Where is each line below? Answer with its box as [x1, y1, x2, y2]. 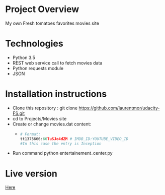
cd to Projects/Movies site [12, 115, 67, 121]
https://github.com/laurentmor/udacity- [78, 105, 160, 111]
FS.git [12, 110, 25, 116]
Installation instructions [5, 88, 107, 100]
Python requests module [12, 65, 64, 71]
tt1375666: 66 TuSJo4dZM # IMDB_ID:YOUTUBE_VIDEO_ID [20, 136, 129, 142]
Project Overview [5, 4, 79, 15]
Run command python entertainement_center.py [12, 150, 113, 156]
